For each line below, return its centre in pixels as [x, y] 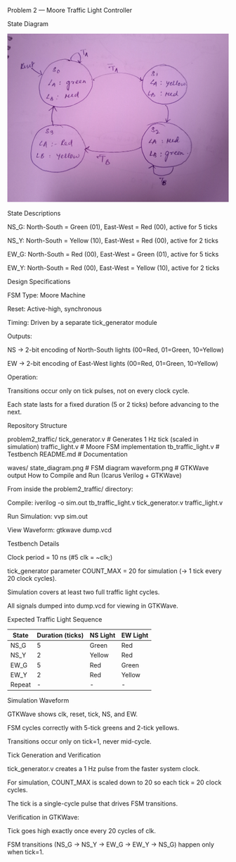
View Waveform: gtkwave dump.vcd [60, 530]
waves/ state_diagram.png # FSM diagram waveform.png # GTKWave [108, 468]
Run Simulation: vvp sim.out [47, 517]
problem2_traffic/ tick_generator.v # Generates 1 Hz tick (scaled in [103, 439]
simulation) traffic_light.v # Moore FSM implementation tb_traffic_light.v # [113, 447]
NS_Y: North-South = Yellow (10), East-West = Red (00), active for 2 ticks [113, 241]
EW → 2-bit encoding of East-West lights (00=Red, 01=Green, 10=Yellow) [113, 364]
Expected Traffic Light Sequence [55, 620]
